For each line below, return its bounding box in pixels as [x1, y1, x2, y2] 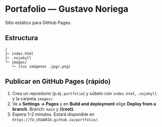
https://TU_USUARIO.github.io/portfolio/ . [12, 116, 99, 122]
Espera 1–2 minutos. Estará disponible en [12, 111, 95, 117]
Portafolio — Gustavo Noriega [5, 3, 128, 15]
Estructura [5, 34, 38, 42]
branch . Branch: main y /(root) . [12, 106, 75, 112]
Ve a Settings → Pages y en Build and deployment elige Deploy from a [12, 101, 156, 106]
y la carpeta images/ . [12, 96, 54, 102]
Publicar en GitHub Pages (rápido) [5, 77, 111, 86]
